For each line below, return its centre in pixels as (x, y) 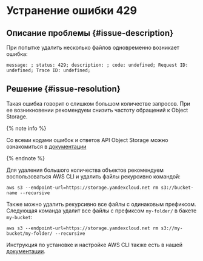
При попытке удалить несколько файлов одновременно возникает (93, 47)
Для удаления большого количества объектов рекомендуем (85, 170)
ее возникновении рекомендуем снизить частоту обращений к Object (97, 110)
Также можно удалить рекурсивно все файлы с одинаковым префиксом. (101, 204)
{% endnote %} (26, 158)
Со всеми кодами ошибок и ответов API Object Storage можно (87, 140)
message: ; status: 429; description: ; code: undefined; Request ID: (97, 65)
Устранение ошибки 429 (72, 11)
